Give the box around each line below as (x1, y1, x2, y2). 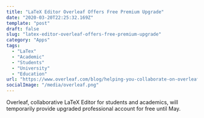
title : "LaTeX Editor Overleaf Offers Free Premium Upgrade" (6, 8, 165, 15)
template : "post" (6, 20, 50, 26)
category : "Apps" (6, 37, 50, 43)
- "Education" (12, 71, 47, 77)
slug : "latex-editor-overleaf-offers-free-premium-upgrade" (6, 31, 162, 38)
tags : (6, 43, 20, 49)
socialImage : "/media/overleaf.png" (6, 82, 99, 88)
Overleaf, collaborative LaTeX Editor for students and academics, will (6, 99, 178, 106)
